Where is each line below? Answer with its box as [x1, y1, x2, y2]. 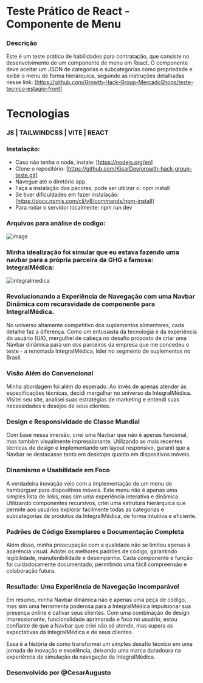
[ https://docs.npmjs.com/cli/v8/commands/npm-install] [15, 197, 154, 205]
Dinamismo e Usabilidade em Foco [6, 466, 111, 475]
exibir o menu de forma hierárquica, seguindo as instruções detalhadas [6, 72, 185, 80]
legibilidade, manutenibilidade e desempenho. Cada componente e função [6, 554, 193, 561]
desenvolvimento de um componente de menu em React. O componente [6, 59, 188, 66]
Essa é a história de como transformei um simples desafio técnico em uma [6, 640, 193, 648]
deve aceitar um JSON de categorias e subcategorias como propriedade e [6, 66, 193, 73]
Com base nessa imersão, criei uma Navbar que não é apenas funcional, [6, 431, 188, 439]
